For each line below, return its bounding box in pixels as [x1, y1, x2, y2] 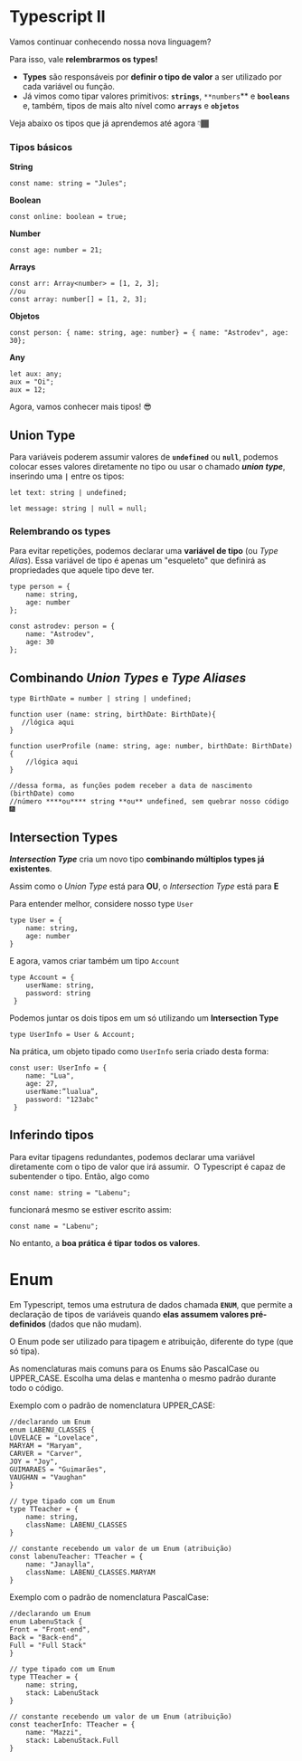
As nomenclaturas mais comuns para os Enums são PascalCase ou [9, 1363, 260, 1374]
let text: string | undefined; [9, 489, 127, 498]
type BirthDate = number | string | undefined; [9, 694, 193, 703]
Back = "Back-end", [9, 1632, 83, 1642]
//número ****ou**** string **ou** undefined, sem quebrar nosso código [9, 797, 289, 806]
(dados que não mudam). [48, 1318, 142, 1329]
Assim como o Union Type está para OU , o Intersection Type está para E [9, 880, 279, 891]
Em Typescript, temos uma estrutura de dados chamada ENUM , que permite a [9, 1299, 294, 1309]
